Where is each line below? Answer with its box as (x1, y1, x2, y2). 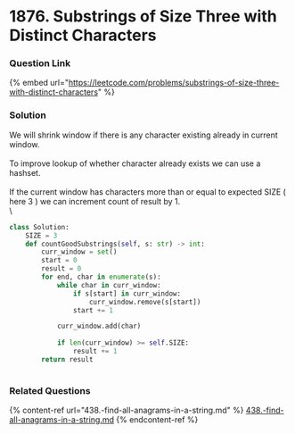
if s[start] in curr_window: (72, 288, 181, 298)
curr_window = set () (41, 247, 118, 256)
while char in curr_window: (56, 280, 162, 289)
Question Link (9, 57, 71, 70)
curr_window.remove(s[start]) (88, 297, 201, 306)
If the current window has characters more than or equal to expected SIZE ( (9, 186, 287, 197)
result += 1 (72, 346, 118, 356)
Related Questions (9, 384, 91, 396)
